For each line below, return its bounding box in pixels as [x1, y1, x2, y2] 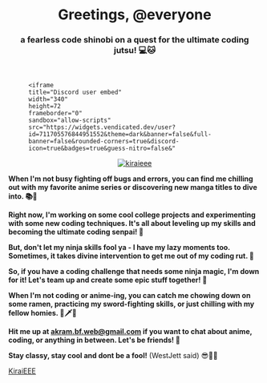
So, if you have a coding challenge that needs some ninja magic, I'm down [8, 267, 260, 276]
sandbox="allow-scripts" [28, 116, 111, 125]
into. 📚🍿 [8, 191, 38, 201]
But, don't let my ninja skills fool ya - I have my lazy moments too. [8, 243, 231, 252]
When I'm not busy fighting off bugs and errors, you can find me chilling [8, 174, 254, 183]
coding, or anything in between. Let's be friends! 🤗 [8, 335, 180, 345]
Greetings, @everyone [58, 6, 212, 24]
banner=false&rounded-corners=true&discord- [28, 138, 180, 146]
